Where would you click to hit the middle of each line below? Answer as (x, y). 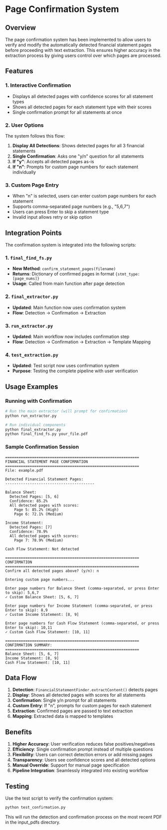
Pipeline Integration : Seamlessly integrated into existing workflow (80, 771)
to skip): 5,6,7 (22, 592)
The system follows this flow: (35, 136)
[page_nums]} (26, 279)
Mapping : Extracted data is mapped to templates (63, 716)
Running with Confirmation (39, 401)
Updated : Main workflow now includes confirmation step (71, 336)
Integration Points (34, 233)
